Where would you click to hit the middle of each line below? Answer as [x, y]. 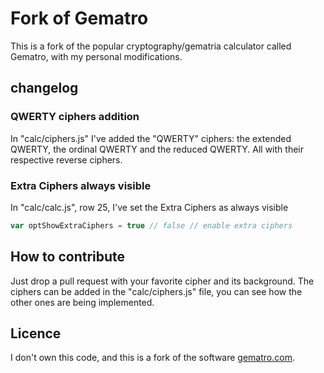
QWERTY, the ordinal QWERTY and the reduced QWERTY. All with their [157, 149]
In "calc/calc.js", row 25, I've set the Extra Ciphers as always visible [149, 207]
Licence [36, 333]
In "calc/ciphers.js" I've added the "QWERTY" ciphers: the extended [151, 138]
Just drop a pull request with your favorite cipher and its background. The [162, 281]
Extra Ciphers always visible [81, 185]
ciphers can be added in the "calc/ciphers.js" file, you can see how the [156, 291]
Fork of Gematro [79, 18]
